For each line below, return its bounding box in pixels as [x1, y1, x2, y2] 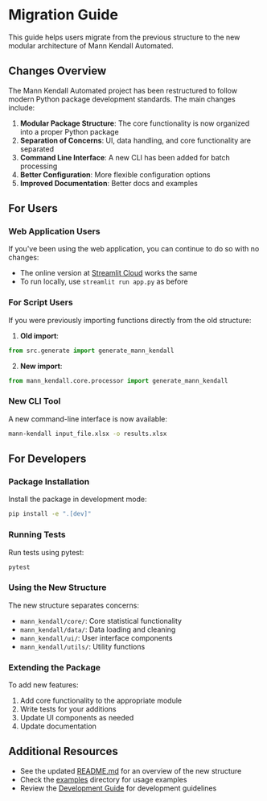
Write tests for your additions [19, 703, 117, 714]
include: [8, 102, 35, 112]
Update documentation [19, 721, 97, 731]
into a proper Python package [19, 127, 119, 136]
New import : [19, 361, 63, 371]
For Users [8, 201, 59, 215]
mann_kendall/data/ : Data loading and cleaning [19, 625, 176, 634]
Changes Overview [8, 64, 107, 78]
